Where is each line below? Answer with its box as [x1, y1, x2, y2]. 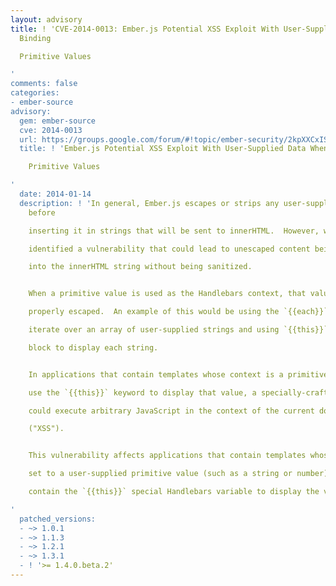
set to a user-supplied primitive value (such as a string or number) [28, 469, 329, 479]
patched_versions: [19, 514, 97, 524]
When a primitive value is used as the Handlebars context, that [28, 289, 307, 299]
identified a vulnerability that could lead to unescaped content [28, 244, 311, 254]
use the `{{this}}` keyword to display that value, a [28, 387, 257, 398]
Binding [19, 33, 52, 43]
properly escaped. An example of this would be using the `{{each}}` [28, 307, 329, 317]
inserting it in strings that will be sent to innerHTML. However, [28, 226, 320, 236]
